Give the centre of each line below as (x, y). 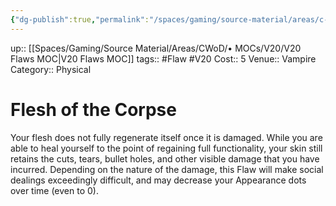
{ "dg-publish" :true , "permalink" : (80, 19)
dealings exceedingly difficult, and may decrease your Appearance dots (158, 180)
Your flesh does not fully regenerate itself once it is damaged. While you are (166, 137)
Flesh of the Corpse (93, 109)
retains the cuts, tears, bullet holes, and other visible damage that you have (165, 158)
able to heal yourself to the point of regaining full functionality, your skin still (166, 148)
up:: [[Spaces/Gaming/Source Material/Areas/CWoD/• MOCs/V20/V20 (156, 48)
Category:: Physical (51, 69)
